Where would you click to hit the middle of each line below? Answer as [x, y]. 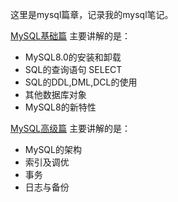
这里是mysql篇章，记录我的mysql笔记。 [92, 14]
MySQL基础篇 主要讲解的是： [71, 36]
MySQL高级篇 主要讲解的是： [71, 128]
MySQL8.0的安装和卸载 [73, 57]
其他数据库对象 [55, 94]
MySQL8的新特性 [60, 107]
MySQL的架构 [53, 149]
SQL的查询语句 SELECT [73, 69]
